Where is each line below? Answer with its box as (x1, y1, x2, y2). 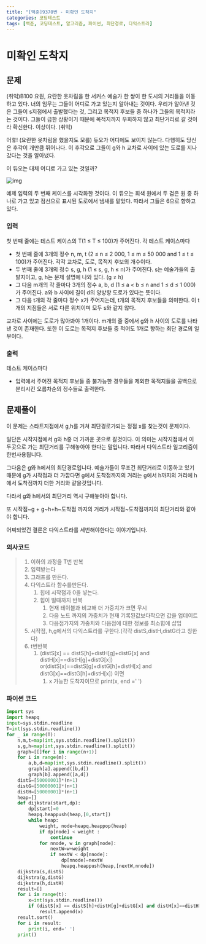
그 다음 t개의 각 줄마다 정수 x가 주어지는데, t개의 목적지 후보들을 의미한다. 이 (15, 296, 197, 304)
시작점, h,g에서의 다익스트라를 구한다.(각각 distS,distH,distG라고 (30, 627, 186, 635)
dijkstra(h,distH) (17, 880, 64, 886)
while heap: (28, 817, 59, 824)
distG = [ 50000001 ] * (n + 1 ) (17, 783, 78, 789)
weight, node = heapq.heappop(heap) (39, 823, 128, 829)
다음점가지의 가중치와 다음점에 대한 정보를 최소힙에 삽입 (48, 619, 182, 627)
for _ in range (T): (6, 731, 56, 737)
